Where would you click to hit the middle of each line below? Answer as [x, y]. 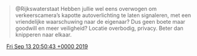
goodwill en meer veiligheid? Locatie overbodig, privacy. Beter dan [99, 28]
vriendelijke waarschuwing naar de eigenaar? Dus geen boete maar [100, 22]
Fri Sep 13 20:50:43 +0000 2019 [47, 46]
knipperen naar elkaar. [43, 35]
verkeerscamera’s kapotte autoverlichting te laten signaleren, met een [103, 15]
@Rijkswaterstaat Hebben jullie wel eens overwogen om [86, 9]
